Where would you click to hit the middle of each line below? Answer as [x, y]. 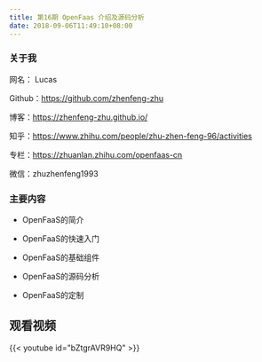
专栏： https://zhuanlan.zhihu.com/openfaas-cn [96, 154]
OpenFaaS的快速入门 [61, 239]
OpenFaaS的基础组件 [61, 257]
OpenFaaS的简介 [53, 220]
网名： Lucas [33, 79]
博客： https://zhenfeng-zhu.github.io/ [79, 117]
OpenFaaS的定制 [53, 295]
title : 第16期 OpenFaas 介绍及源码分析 [77, 17]
